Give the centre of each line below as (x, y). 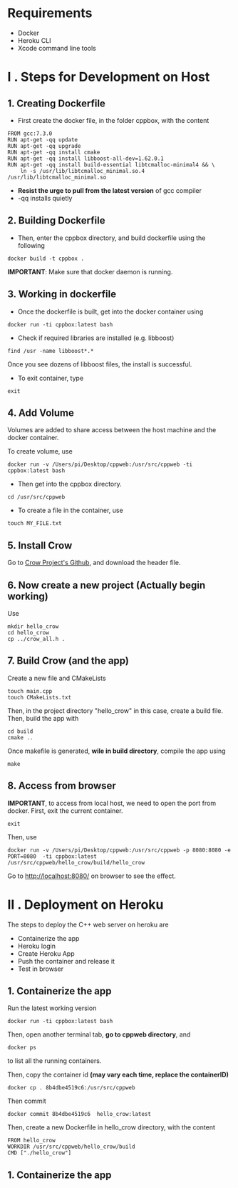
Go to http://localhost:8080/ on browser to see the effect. (92, 876)
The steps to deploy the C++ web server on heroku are (88, 924)
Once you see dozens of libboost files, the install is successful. (100, 364)
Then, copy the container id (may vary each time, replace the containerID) (118, 1075)
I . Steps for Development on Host (109, 77)
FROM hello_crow (31, 1141)
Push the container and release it (66, 961)
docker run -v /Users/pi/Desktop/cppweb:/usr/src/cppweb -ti (100, 465)
